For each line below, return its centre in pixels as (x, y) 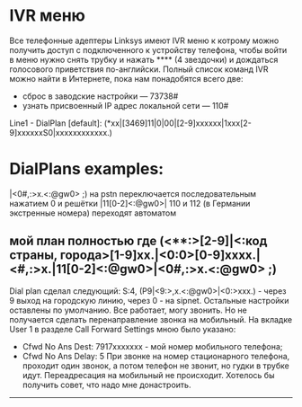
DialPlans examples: (87, 169)
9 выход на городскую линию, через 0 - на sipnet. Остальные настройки (149, 300)
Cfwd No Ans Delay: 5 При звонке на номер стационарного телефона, (156, 356)
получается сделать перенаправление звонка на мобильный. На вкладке (151, 319)
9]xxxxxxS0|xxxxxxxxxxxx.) (61, 132)
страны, (34, 256)
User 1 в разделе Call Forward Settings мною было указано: (123, 329)
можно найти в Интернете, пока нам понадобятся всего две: (126, 78)
